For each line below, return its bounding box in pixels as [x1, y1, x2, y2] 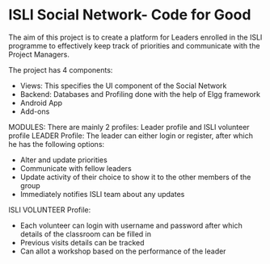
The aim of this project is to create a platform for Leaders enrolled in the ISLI [8, 32, 263, 42]
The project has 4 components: [8, 65, 113, 74]
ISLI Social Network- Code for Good [8, 6, 251, 24]
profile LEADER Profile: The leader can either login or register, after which [8, 131, 253, 140]
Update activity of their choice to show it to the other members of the [19, 172, 251, 182]
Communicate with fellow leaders [19, 163, 132, 173]
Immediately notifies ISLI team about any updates [19, 189, 185, 199]
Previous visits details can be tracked [19, 237, 145, 247]
